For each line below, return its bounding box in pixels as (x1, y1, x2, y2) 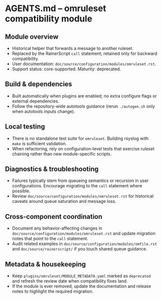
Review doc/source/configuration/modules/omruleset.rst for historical (12, 193, 154, 199)
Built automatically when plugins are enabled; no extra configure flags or (12, 93, 157, 99)
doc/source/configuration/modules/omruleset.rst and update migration (12, 231, 156, 236)
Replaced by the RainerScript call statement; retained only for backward (12, 50, 158, 56)
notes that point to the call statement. (12, 236, 88, 242)
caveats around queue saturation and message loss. (12, 199, 117, 204)
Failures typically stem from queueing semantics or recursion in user (12, 178, 149, 183)
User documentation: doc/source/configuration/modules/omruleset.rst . (12, 61, 156, 66)
